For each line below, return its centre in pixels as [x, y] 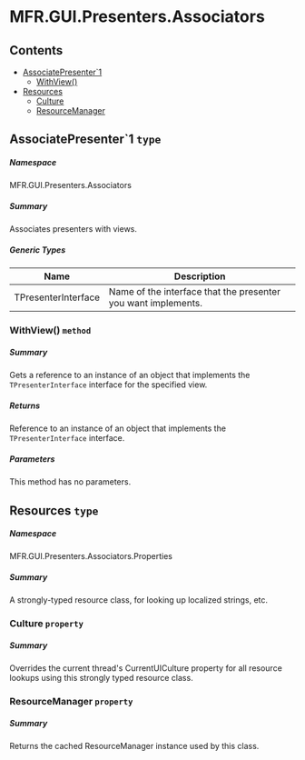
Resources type [54, 510]
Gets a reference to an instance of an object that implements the [130, 375]
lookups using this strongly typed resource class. [101, 678]
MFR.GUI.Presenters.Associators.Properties [91, 556]
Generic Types [38, 250]
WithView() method [50, 331]
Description [200, 276]
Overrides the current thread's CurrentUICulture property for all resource [146, 668]
